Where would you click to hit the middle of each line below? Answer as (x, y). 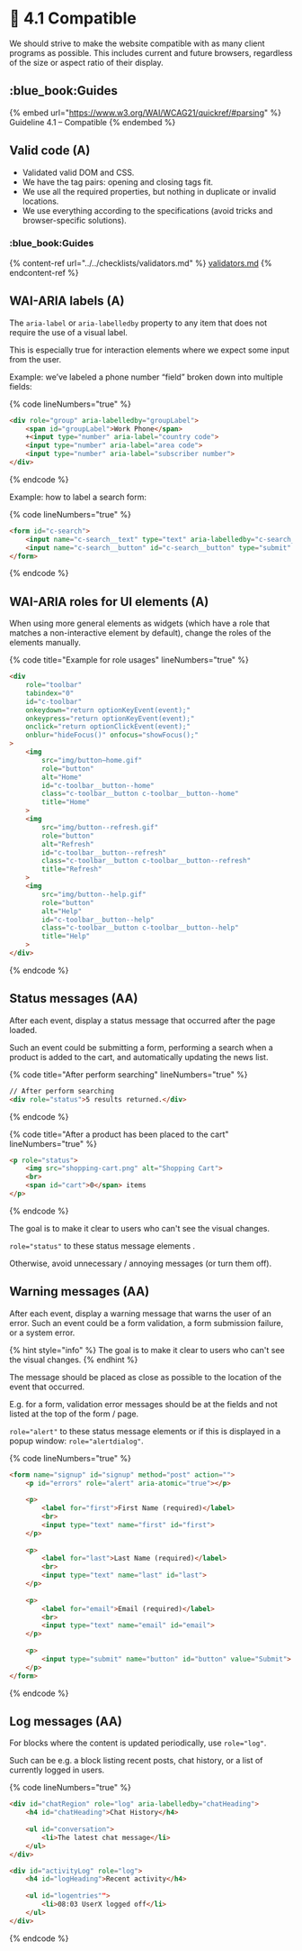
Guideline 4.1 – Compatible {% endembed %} (93, 122)
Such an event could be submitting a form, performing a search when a (142, 1047)
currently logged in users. (57, 1770)
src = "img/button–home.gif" (92, 760)
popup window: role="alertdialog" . (76, 1441)
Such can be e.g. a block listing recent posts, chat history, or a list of (136, 1761)
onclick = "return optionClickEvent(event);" (108, 727)
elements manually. (45, 643)
